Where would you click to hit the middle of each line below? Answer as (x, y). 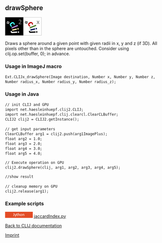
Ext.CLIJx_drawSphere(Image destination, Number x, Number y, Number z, (80, 77)
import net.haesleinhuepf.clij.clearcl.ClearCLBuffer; (62, 115)
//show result (19, 177)
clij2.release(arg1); (27, 192)
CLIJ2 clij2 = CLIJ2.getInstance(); (42, 120)
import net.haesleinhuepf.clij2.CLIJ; (44, 110)
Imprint (12, 235)
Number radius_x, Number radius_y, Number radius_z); (61, 82)
